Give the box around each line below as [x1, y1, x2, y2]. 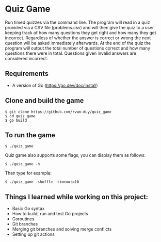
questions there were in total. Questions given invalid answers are [5, 50, 137, 56]
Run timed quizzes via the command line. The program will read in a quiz [5, 19, 150, 25]
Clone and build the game [5, 97, 84, 105]
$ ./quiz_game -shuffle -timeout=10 [5, 179, 79, 185]
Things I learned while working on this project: [5, 193, 148, 201]
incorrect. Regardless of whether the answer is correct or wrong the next [5, 35, 151, 41]
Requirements [5, 69, 48, 78]
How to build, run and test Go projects [12, 211, 88, 217]
